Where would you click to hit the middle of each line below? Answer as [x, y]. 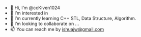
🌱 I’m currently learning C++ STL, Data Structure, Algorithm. [73, 18]
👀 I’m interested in [29, 13]
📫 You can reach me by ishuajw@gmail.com [57, 29]
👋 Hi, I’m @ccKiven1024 [35, 8]
